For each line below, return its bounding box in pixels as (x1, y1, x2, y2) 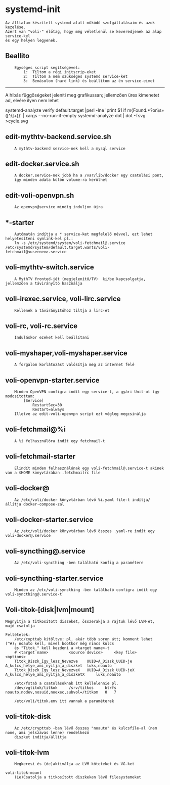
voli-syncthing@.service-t (5, 591, 62, 597)
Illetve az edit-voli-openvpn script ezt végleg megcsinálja (14, 411, 146, 417)
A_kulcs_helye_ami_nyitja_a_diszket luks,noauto (5, 663, 112, 668)
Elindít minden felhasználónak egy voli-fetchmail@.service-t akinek (14, 466, 164, 471)
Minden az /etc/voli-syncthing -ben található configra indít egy (14, 587, 157, 592)
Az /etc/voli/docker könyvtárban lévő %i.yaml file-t (14, 497, 130, 502)
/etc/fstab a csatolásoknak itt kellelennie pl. (14, 681, 119, 686)
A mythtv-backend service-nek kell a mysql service (14, 146, 125, 151)
